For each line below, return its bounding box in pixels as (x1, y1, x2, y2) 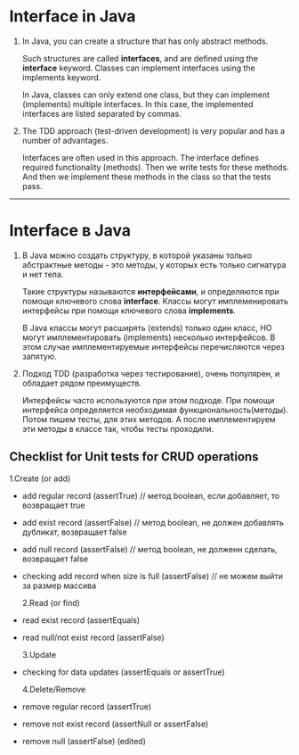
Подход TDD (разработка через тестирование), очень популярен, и (21, 368, 280, 378)
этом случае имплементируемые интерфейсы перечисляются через (21, 341, 285, 352)
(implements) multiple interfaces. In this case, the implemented (21, 98, 254, 109)
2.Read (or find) (21, 597, 80, 608)
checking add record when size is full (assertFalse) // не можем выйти (21, 570, 283, 581)
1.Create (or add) (9, 473, 71, 484)
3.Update (21, 649, 57, 660)
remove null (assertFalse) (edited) (21, 735, 147, 746)
